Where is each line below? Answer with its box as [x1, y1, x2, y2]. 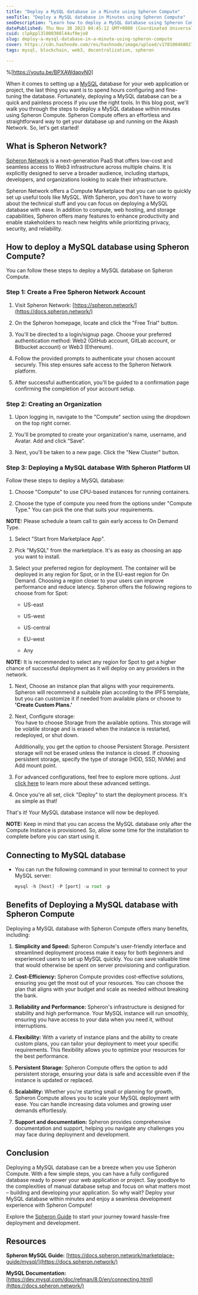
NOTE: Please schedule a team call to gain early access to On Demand [6, 518, 179, 525]
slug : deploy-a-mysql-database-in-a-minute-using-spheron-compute [6, 36, 173, 42]
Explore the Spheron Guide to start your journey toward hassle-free [6, 1213, 170, 1220]
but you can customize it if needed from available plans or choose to [14, 695, 181, 702]
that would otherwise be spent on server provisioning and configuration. [14, 961, 190, 968]
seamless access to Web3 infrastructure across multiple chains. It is [6, 163, 172, 170]
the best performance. [14, 1052, 70, 1060]
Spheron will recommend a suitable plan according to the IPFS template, [14, 689, 190, 696]
